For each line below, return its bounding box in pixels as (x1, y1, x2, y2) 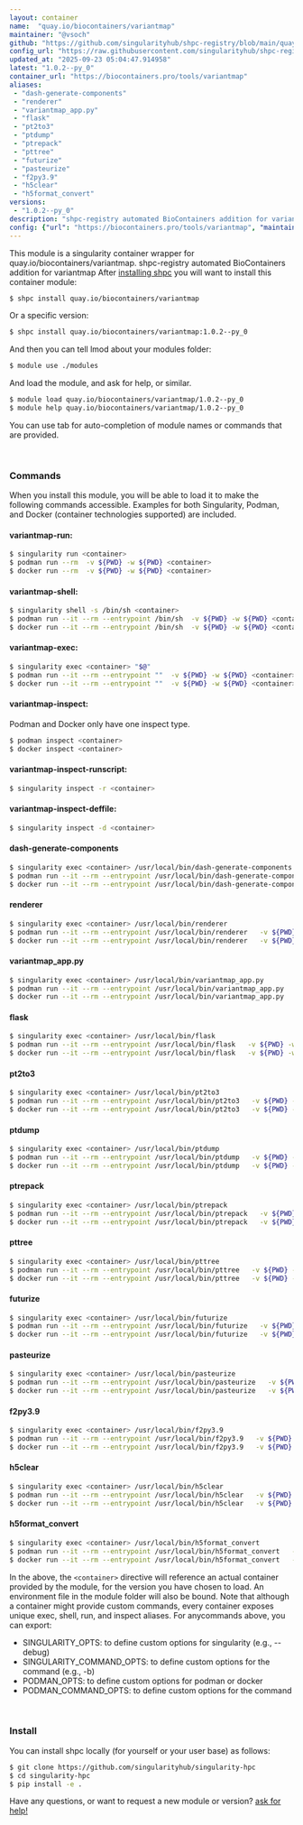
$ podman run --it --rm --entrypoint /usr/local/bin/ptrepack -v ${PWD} (9, 1209, 297, 1218)
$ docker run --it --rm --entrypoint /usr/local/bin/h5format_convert (9, 1555, 280, 1564)
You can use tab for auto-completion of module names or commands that (9, 419, 282, 430)
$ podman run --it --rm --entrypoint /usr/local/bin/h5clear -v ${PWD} (9, 1490, 293, 1499)
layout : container (9, 13, 78, 23)
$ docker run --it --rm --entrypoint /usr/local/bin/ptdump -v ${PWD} (9, 1161, 289, 1170)
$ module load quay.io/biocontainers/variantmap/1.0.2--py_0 (9, 395, 244, 404)
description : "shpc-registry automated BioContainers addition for (9, 214, 269, 224)
